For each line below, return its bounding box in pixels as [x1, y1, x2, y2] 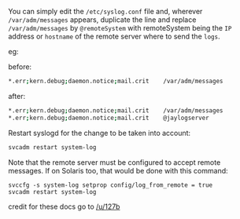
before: [8, 62, 32, 71]
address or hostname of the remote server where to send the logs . [8, 31, 220, 41]
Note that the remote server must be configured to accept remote [8, 157, 221, 167]
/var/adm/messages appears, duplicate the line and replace [8, 15, 197, 24]
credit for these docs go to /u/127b [8, 202, 120, 211]
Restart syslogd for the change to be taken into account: [8, 128, 191, 137]
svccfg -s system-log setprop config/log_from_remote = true [8, 181, 213, 189]
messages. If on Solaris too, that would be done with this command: [8, 166, 228, 175]
